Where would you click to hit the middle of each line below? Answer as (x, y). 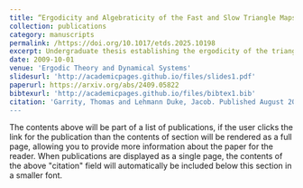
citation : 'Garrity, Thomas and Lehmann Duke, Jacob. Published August (147, 102)
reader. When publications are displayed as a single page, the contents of (146, 156)
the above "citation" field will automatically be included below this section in (151, 166)
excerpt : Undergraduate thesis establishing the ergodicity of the (139, 52)
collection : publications (58, 26)
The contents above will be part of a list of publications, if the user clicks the (151, 127)
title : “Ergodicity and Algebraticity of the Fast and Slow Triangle (143, 18)
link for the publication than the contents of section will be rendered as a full (151, 137)
